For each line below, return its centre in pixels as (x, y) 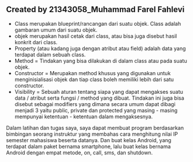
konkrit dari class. (36, 42)
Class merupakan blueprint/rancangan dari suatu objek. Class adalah (98, 23)
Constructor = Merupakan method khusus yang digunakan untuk (92, 73)
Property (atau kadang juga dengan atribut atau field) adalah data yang (100, 48)
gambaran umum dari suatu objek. (56, 30)
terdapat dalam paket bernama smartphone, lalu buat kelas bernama (89, 146)
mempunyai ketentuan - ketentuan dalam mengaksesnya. (84, 117)
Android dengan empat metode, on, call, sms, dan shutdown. (80, 152)
